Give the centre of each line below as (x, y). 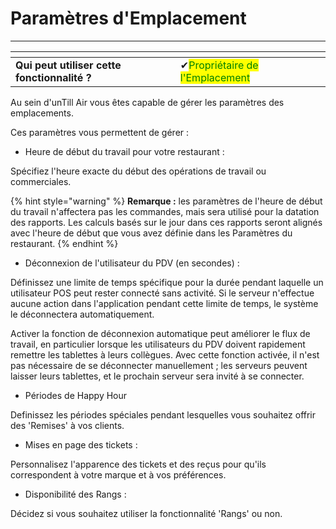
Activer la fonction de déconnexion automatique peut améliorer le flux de (160, 333)
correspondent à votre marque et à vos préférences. (118, 474)
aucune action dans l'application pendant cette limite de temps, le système (164, 303)
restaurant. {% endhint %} (64, 243)
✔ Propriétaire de (219, 65)
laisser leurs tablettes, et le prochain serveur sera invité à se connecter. (157, 376)
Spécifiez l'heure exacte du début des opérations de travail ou (138, 171)
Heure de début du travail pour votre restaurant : (124, 151)
